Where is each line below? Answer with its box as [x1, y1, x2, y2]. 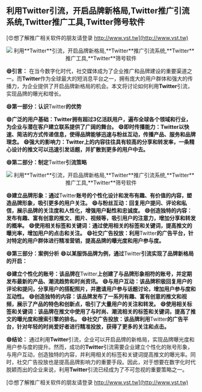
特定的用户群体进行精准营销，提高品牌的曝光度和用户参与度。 [11, 237, 164, 244]
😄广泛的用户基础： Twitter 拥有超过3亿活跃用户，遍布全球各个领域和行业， [6, 115, 191, 122]
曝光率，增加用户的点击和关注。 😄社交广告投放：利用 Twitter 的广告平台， [6, 229, 189, 236]
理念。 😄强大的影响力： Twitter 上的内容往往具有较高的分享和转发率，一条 [6, 138, 189, 145]
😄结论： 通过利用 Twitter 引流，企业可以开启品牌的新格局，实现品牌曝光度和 [6, 335, 195, 343]
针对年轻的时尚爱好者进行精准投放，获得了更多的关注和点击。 [16, 323, 170, 330]
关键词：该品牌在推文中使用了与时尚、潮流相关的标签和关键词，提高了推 [16, 308, 196, 315]
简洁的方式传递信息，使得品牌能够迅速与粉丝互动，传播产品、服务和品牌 [16, 130, 196, 138]
